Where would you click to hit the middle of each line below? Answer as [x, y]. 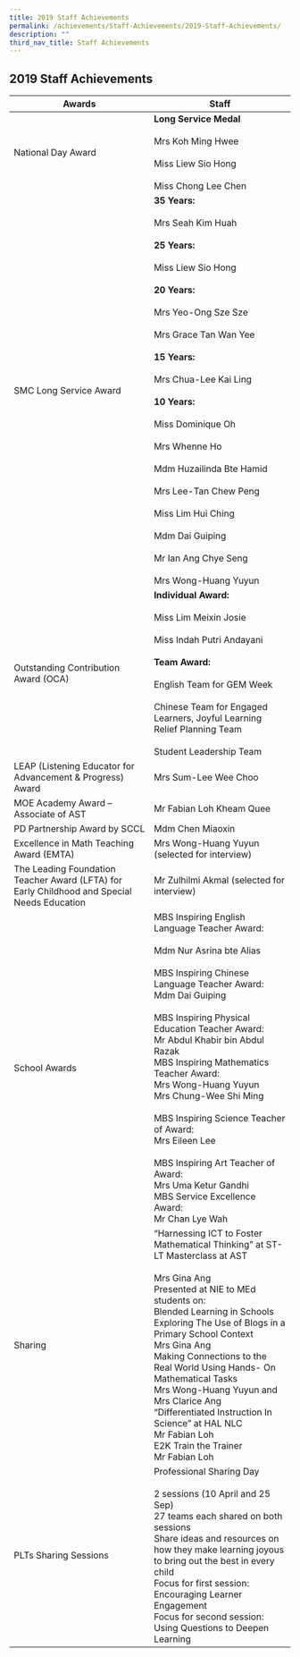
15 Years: [174, 357]
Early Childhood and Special [73, 892]
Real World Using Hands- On [215, 1367]
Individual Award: [191, 596]
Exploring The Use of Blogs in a [219, 1323]
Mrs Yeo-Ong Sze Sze [200, 312]
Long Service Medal [197, 119]
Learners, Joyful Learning [208, 718]
